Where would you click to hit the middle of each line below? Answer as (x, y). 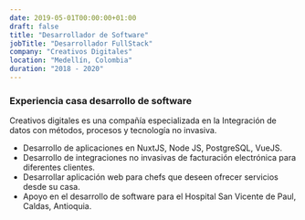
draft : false (34, 26)
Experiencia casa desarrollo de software (101, 100)
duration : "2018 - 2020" (57, 69)
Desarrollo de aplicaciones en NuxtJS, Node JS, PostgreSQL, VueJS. (152, 148)
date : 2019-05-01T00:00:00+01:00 (73, 18)
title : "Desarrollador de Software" (79, 35)
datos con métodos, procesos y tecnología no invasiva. (113, 131)
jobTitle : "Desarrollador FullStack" (81, 43)
